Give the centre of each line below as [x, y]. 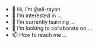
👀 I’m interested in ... [37, 15]
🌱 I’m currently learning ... [43, 22]
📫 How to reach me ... [39, 35]
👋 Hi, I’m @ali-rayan [36, 9]
